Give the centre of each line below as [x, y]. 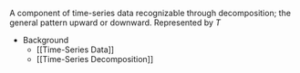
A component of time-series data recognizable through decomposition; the [150, 13]
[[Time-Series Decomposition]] [95, 59]
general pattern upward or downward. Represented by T [115, 23]
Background [46, 40]
